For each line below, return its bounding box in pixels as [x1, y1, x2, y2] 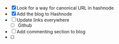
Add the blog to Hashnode [16, 11, 73, 17]
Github [17, 22, 32, 28]
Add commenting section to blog [16, 29, 86, 35]
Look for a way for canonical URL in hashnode [16, 5, 114, 11]
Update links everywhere [16, 17, 69, 23]
